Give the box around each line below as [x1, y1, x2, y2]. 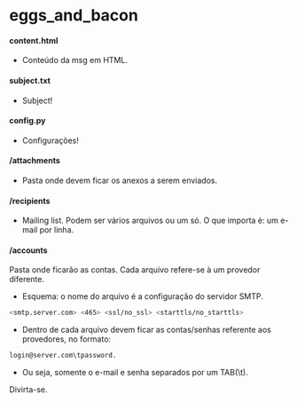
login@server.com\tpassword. [9, 351, 117, 360]
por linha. [39, 225, 74, 235]
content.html [9, 35, 59, 45]
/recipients [9, 195, 51, 206]
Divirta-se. [9, 384, 48, 395]
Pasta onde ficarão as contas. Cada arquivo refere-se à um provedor [9, 264, 261, 275]
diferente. [9, 274, 45, 285]
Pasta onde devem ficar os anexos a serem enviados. [21, 175, 218, 185]
